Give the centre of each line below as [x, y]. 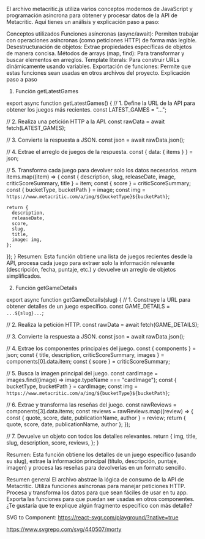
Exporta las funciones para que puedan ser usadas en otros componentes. [100, 499]
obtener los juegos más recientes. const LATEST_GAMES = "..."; [87, 109]
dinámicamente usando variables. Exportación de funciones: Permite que [99, 66]
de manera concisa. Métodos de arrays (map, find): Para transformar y [95, 53]
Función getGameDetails [46, 288]
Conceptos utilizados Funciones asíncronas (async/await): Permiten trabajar [102, 34]
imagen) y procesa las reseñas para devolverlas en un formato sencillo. [96, 468]
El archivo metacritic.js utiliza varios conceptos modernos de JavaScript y [99, 9]
